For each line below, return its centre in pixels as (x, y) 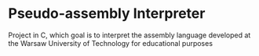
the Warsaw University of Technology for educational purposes (111, 43)
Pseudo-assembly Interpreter (107, 14)
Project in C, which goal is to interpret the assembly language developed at (129, 35)
